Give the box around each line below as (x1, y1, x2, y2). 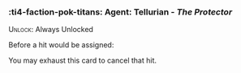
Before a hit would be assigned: (8, 40, 114, 50)
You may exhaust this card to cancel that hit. (8, 55, 157, 66)
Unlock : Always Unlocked (8, 25, 93, 34)
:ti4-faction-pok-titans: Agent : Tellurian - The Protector (8, 6, 233, 18)
